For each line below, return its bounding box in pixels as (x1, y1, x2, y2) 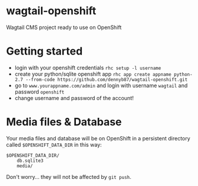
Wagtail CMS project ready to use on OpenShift (6, 24, 122, 31)
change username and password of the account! (14, 94, 134, 101)
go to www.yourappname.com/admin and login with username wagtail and (14, 82, 188, 89)
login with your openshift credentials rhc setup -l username (14, 64, 161, 71)
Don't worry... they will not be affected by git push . (6, 173, 132, 180)
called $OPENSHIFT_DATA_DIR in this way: (6, 141, 102, 148)
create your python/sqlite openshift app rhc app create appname (14, 70, 172, 78)
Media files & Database (6, 116, 122, 129)
